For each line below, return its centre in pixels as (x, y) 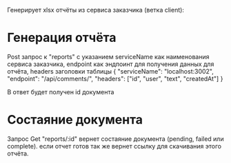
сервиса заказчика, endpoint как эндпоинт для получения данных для (111, 64)
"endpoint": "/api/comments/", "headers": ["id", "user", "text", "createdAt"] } (115, 78)
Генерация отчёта (62, 38)
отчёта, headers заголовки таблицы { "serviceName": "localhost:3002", (110, 71)
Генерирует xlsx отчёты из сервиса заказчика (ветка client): (96, 10)
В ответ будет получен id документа (61, 91)
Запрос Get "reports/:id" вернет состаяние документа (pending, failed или (115, 139)
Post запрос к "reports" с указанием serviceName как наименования (108, 56)
